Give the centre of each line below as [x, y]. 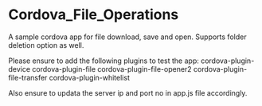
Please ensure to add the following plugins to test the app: [104, 61]
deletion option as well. [46, 45]
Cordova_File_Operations [94, 15]
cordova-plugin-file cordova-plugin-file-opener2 [112, 69]
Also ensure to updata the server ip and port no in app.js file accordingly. [128, 92]
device [19, 69]
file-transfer [28, 77]
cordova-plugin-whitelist [89, 77]
